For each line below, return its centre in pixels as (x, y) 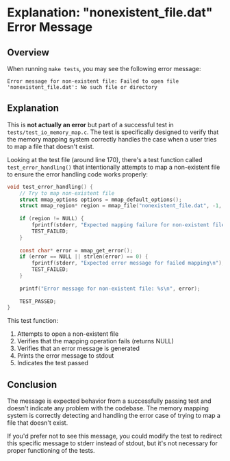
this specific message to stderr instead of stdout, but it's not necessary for (112, 443)
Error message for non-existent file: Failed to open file (93, 81)
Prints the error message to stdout (65, 356)
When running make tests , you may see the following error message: (104, 69)
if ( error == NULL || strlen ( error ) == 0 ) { (84, 257)
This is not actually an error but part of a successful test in (91, 124)
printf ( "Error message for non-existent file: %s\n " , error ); (110, 289)
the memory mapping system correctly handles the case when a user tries (112, 139)
